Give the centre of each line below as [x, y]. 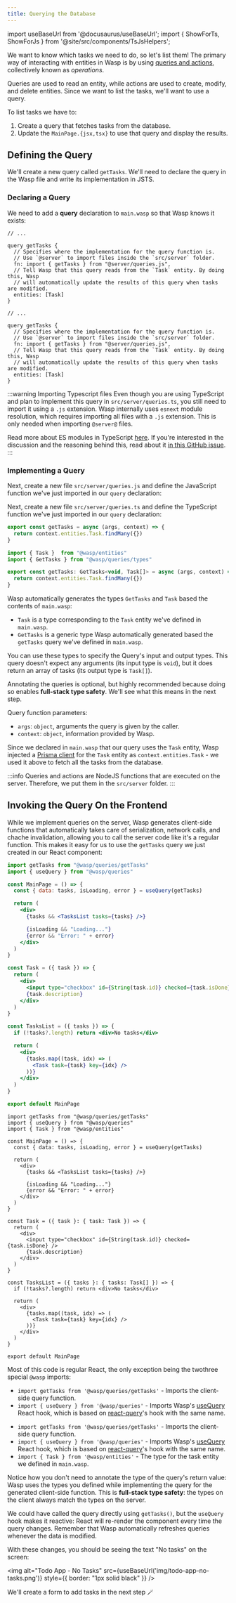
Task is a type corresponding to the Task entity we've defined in [109, 620]
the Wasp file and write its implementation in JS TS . [81, 179]
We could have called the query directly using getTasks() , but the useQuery [116, 1513]
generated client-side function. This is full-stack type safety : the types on [115, 1492]
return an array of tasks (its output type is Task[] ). [80, 671]
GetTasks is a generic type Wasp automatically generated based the [115, 635]
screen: [18, 1557]
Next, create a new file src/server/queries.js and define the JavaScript [112, 486]
